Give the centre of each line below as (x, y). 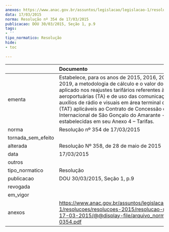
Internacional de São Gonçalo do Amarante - (112, 115)
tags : (11, 29)
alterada (18, 146)
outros (16, 162)
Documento (73, 69)
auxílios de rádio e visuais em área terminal (110, 102)
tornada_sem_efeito (31, 138)
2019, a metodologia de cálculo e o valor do (111, 83)
